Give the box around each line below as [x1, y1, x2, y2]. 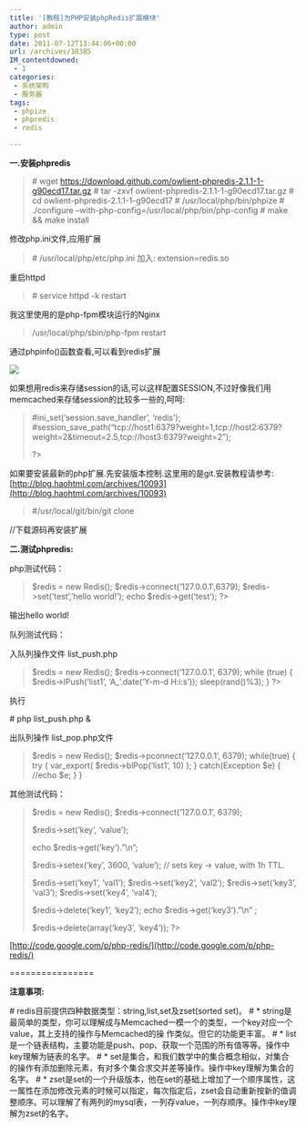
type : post [9, 30, 51, 39]
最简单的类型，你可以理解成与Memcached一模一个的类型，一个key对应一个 [9, 1017, 293, 1028]
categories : [9, 73, 55, 82]
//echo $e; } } [31, 770, 83, 780]
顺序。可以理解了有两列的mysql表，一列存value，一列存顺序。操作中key [16, 1097, 289, 1107]
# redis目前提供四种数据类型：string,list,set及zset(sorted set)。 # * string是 [9, 1006, 292, 1016]
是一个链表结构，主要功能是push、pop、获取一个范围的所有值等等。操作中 [9, 1040, 291, 1050]
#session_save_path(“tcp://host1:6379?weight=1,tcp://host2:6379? [31, 422, 282, 433]
